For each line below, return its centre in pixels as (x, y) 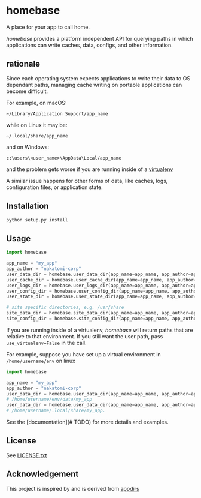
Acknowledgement (42, 474)
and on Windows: (28, 147)
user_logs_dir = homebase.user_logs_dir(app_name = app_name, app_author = (99, 286)
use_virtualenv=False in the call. (46, 343)
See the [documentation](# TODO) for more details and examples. (87, 422)
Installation (28, 206)
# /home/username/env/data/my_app (49, 400)
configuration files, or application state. (54, 187)
